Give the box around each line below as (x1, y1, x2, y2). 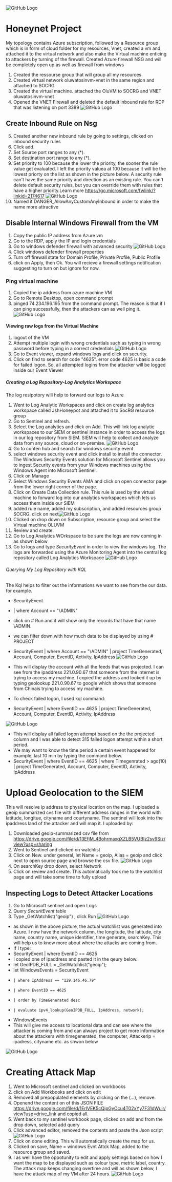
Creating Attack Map (6, 1066, 96, 1078)
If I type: (13, 945, 31, 951)
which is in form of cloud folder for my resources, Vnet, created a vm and (6, 45, 161, 51)
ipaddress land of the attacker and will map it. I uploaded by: (6, 821, 134, 827)
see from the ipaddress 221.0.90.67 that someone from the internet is (13, 669, 160, 675)
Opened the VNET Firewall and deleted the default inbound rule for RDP (13, 99, 165, 105)
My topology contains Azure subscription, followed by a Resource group (6, 40, 158, 46)
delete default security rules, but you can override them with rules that (13, 182, 162, 188)
